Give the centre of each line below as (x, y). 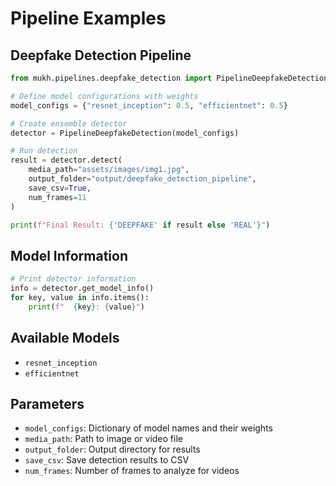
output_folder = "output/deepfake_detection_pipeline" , (142, 179)
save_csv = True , (60, 188)
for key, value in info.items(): (80, 297)
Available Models (65, 338)
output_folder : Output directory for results (112, 449)
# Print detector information (73, 279)
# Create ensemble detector (69, 123)
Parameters (47, 403)
